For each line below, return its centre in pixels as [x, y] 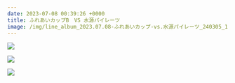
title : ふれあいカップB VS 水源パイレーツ [64, 20]
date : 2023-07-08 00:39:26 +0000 [56, 14]
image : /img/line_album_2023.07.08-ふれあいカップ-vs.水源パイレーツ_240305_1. [119, 27]
